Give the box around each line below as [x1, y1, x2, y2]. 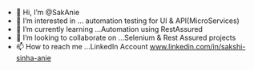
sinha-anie [15, 53, 52, 63]
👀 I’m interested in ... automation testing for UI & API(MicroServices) [15, 16, 240, 25]
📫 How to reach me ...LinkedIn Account [15, 42, 148, 51]
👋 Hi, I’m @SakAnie [15, 8, 80, 17]
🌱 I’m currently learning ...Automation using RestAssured [15, 25, 203, 33]
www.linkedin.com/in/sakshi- [149, 42, 246, 51]
